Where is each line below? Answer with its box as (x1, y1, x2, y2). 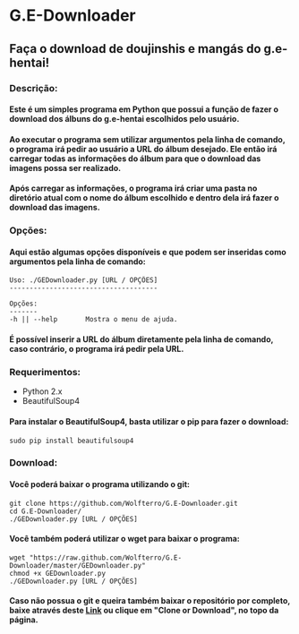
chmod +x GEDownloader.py (9, 569, 106, 578)
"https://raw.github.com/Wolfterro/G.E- (29, 553, 182, 562)
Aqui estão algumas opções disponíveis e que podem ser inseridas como (9, 246, 286, 257)
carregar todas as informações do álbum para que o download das (9, 153, 261, 164)
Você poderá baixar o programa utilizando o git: (9, 479, 191, 490)
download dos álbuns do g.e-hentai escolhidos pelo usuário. (9, 114, 240, 124)
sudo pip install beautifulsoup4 (9, 436, 134, 445)
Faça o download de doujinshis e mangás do (9, 41, 261, 56)
